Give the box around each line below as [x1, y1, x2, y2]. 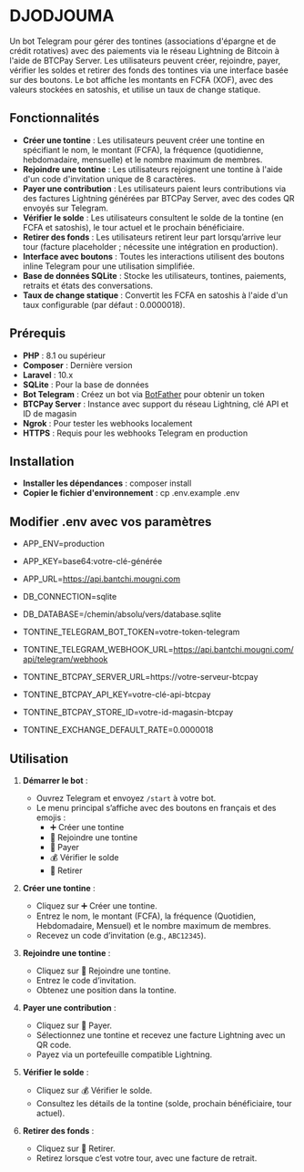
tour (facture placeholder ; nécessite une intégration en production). [22, 241, 279, 252]
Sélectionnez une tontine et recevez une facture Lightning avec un [35, 1030, 286, 1040]
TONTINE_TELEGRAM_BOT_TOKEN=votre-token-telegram [22, 626, 240, 638]
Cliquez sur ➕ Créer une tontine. [35, 900, 157, 911]
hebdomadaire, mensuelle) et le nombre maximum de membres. [22, 154, 263, 165]
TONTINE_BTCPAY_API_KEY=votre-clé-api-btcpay [22, 689, 211, 700]
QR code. [35, 1040, 72, 1050]
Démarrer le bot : [22, 776, 88, 786]
